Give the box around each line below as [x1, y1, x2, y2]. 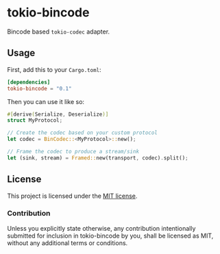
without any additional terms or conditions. [7, 238, 128, 247]
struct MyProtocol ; [7, 117, 63, 124]
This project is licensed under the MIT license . [7, 192, 138, 200]
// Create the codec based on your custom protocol [7, 129, 158, 136]
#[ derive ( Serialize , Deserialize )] [7, 111, 109, 118]
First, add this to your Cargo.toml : [7, 65, 101, 73]
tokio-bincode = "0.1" [7, 85, 72, 92]
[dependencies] [7, 79, 51, 86]
